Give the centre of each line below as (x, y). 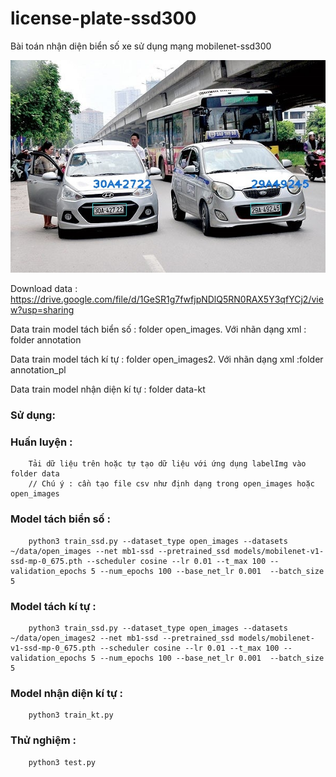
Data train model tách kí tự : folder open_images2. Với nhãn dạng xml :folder (167, 359)
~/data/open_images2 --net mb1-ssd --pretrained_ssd (122, 638)
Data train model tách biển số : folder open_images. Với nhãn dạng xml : (158, 329)
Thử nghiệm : (43, 740)
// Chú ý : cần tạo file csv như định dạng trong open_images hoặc (171, 484)
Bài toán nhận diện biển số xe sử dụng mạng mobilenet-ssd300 (141, 46)
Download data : (44, 289)
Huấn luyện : (41, 442)
